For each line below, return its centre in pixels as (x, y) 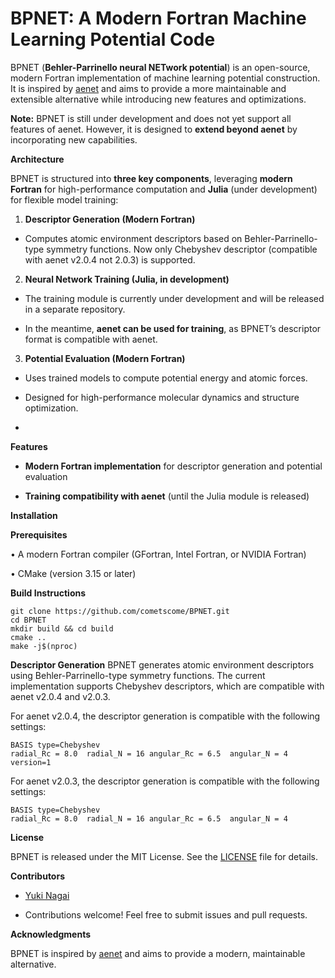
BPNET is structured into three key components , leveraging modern (151, 178)
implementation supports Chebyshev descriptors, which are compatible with (167, 686)
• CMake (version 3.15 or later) (73, 573)
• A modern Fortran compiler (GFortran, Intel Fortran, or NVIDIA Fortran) (158, 554)
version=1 (31, 762)
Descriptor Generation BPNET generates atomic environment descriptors (162, 664)
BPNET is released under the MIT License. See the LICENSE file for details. (164, 856)
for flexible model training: (64, 199)
